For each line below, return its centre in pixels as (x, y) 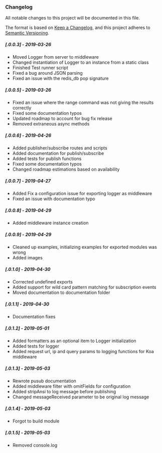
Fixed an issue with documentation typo (54, 199)
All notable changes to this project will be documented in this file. (73, 18)
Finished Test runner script (40, 68)
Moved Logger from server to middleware (55, 57)
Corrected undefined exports (42, 282)
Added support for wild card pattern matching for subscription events (84, 287)
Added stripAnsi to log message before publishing (64, 391)
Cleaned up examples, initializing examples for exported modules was (85, 247)
